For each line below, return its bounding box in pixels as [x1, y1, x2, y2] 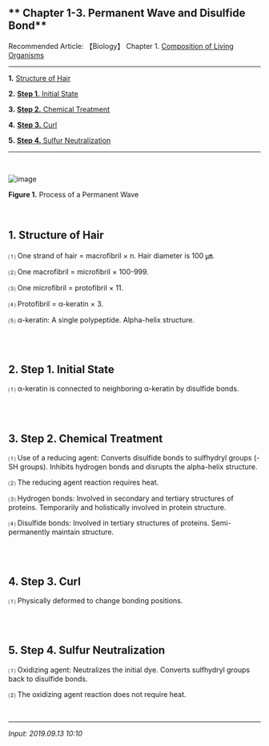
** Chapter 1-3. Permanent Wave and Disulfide [8, 6, 246, 20]
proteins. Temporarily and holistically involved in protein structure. [8, 503, 227, 513]
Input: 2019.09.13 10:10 [8, 728, 82, 738]
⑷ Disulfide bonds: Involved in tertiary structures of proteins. [8, 518, 210, 528]
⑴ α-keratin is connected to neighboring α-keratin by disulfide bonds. [8, 384, 239, 394]
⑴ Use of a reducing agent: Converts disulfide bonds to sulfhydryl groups [8, 453, 252, 463]
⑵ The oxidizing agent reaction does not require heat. [8, 689, 187, 699]
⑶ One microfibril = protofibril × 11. [8, 282, 124, 292]
